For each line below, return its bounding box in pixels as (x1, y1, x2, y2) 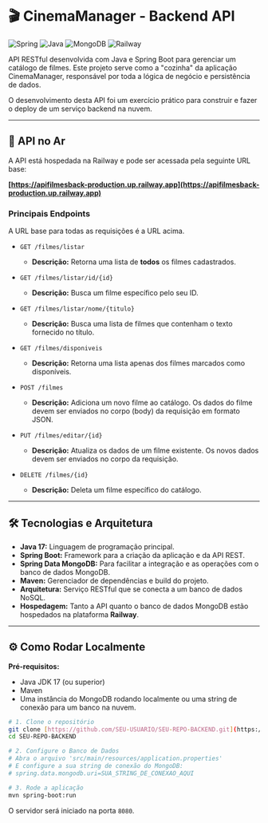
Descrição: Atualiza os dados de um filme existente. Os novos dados (31, 445, 259, 456)
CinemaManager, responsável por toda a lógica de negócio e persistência (8, 71, 250, 81)
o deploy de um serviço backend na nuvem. (8, 104, 153, 113)
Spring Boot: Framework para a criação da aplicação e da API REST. (19, 550, 246, 560)
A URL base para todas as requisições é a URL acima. (8, 226, 185, 236)
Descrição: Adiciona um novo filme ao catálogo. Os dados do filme (31, 398, 253, 408)
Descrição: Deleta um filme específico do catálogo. (31, 485, 202, 495)
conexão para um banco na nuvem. (19, 702, 137, 712)
